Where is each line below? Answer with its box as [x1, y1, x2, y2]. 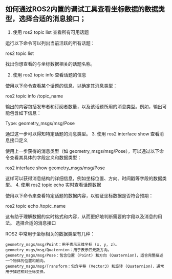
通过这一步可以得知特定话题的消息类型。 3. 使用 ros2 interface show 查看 [5, 130, 160, 137]
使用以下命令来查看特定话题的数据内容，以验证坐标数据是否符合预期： [5, 192, 154, 198]
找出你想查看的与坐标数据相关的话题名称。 [5, 61, 95, 67]
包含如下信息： [9, 110, 41, 116]
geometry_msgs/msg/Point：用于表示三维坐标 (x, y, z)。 [5, 242, 119, 247]
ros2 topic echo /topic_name [5, 203, 66, 209]
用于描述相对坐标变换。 [5, 269, 48, 274]
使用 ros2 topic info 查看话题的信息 [12, 71, 87, 78]
